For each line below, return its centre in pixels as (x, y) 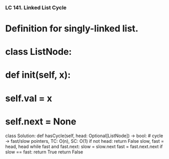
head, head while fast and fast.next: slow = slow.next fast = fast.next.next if (84, 146)
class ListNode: (38, 52)
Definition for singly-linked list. (72, 29)
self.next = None (41, 121)
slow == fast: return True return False (44, 152)
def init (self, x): (38, 75)
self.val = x (29, 98)
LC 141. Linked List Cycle (36, 8)
